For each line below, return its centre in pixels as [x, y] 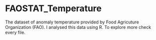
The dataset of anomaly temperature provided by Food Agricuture [72, 22]
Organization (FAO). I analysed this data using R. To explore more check [78, 27]
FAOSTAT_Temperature [54, 9]
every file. [15, 32]
